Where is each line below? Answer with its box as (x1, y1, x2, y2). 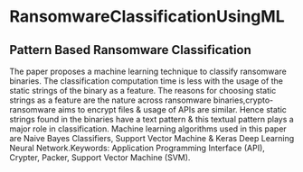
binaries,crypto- (213, 95, 274, 105)
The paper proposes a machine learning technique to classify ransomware (9, 66, 287, 77)
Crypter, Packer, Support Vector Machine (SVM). (9, 152, 191, 163)
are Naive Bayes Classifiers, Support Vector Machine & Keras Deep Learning (9, 133, 295, 143)
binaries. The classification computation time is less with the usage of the (9, 76, 283, 86)
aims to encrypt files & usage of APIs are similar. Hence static (57, 104, 288, 114)
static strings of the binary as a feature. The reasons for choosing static (9, 86, 277, 95)
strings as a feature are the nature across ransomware (9, 95, 212, 105)
